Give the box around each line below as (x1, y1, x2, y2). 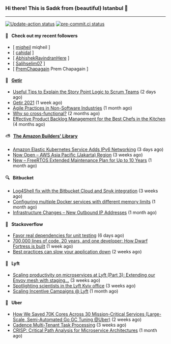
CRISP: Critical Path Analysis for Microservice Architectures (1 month (12, 327, 157, 333)
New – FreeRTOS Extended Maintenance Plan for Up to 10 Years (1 (12, 157, 152, 163)
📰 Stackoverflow (5, 221, 43, 227)
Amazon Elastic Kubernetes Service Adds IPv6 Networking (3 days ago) (12, 146, 164, 152)
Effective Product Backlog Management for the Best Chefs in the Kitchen (12, 116, 165, 122)
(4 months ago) (12, 121, 45, 127)
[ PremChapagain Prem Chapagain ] (12, 66, 89, 72)
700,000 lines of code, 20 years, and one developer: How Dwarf (12, 238, 148, 244)
